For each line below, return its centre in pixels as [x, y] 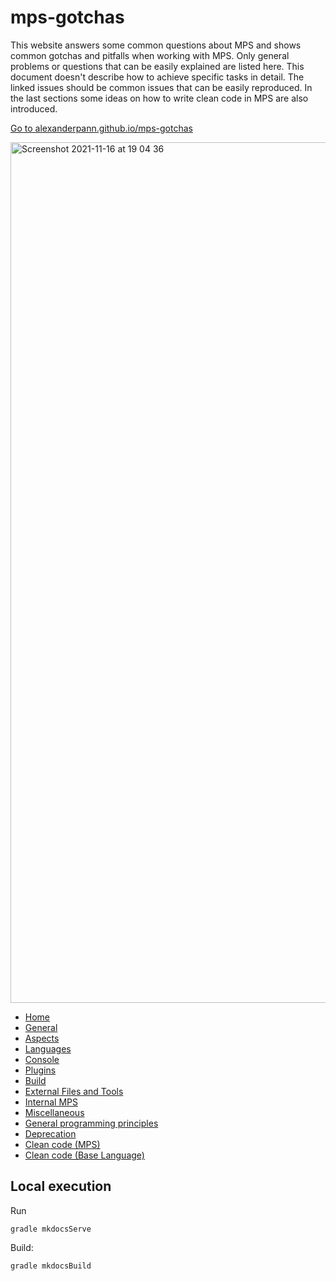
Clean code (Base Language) [84, 1155]
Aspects [42, 1038]
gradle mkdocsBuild [51, 1266]
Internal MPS [51, 1102]
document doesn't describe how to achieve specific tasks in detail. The [157, 77]
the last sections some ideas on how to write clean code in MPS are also [159, 98]
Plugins [40, 1070]
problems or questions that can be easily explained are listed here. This [157, 66]
